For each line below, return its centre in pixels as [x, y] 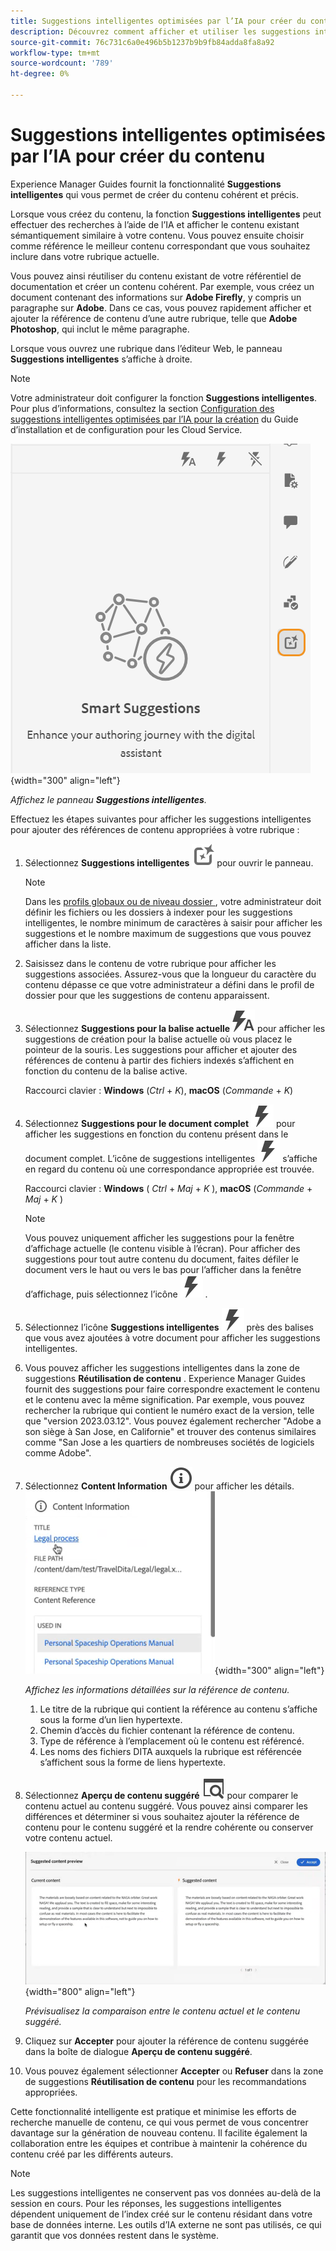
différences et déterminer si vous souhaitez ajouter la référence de [162, 1816]
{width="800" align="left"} [80, 1992]
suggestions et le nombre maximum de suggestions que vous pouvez [168, 933]
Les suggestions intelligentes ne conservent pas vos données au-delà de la [166, 2193]
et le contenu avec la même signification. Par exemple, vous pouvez [165, 1399]
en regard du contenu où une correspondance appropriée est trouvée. [169, 1169]
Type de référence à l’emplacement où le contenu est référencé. [172, 1741]
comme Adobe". [58, 1452]
